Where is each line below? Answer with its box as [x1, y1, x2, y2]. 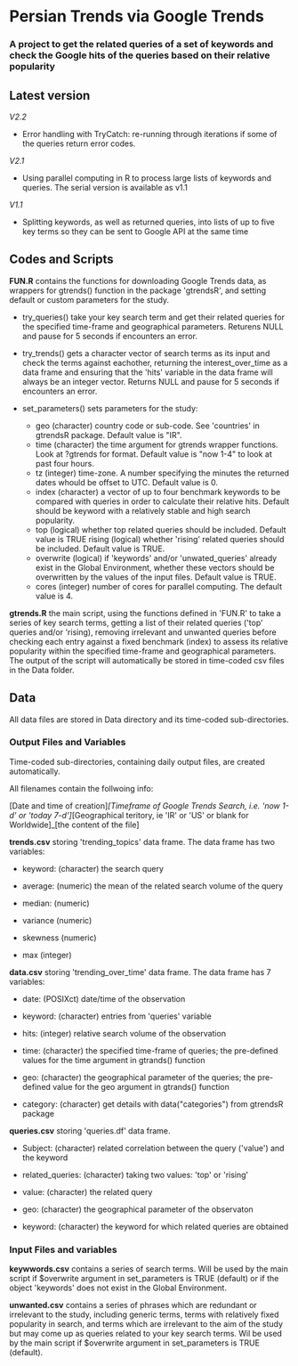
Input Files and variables [9, 1243, 117, 1256]
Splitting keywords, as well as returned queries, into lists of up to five [21, 216, 276, 227]
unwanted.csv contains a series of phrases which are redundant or [9, 1300, 258, 1311]
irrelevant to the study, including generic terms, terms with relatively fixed [9, 1309, 279, 1320]
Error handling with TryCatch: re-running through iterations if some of [21, 128, 278, 139]
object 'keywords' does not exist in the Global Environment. [9, 1282, 227, 1293]
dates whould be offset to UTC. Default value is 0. [35, 476, 219, 487]
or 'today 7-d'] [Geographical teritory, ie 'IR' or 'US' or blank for [18, 809, 249, 820]
